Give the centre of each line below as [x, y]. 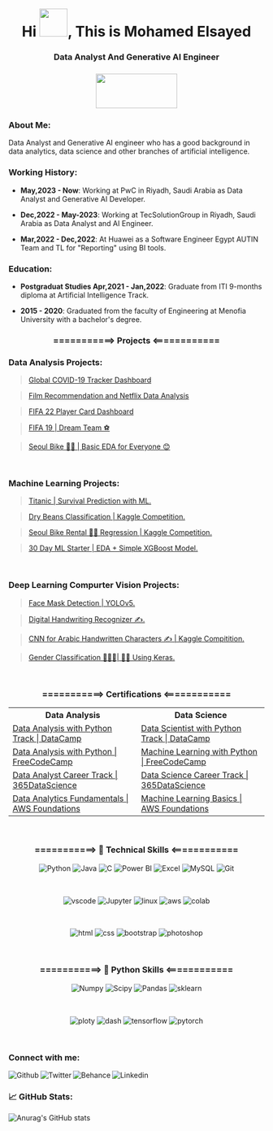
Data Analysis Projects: [56, 362]
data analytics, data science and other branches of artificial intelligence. [129, 151]
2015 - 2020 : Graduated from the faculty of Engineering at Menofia [133, 311]
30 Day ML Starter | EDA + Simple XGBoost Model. [113, 548]
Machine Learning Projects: [64, 484]
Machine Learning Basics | [191, 798]
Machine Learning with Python [199, 752]
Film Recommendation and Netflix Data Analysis [108, 396]
